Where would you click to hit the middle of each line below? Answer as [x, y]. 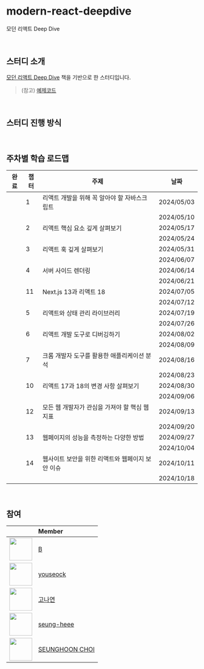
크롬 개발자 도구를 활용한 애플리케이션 [93, 356]
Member [51, 531]
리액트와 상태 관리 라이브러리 [81, 313]
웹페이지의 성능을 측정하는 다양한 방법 [93, 438]
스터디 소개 [26, 62]
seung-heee [56, 625]
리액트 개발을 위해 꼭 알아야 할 [83, 198]
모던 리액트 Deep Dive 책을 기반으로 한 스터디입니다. [69, 77]
